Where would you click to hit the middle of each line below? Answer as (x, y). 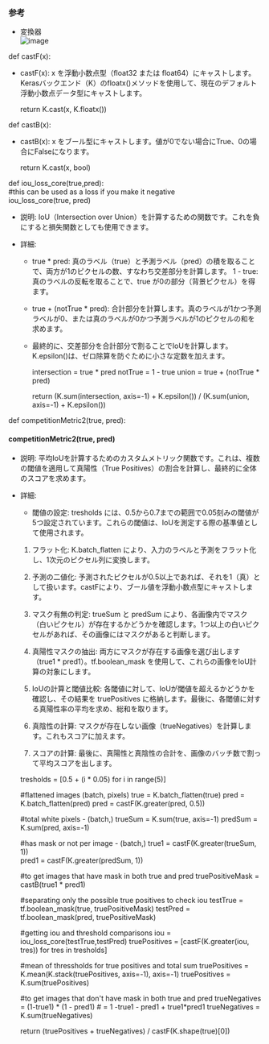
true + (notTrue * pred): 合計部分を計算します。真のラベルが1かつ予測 (147, 309)
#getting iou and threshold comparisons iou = (96, 933)
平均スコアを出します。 (77, 763)
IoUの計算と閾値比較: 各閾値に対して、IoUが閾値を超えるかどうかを (143, 688)
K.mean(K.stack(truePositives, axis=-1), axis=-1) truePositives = (125, 974)
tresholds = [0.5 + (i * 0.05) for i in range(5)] (93, 779)
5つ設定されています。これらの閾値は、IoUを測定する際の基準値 (138, 522)
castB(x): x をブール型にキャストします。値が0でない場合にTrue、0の (135, 142)
